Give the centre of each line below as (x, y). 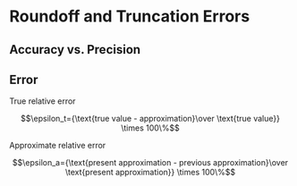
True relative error (42, 101)
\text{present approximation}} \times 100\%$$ (150, 173)
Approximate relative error (58, 146)
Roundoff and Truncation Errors (130, 17)
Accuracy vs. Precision (75, 50)
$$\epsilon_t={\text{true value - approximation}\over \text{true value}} (150, 119)
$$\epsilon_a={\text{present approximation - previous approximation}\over (150, 163)
